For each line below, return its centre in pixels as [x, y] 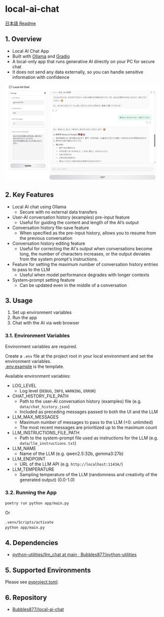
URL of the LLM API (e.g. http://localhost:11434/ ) [71, 464]
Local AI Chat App [30, 51]
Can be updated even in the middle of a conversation [73, 285]
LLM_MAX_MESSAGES [35, 417]
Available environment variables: [38, 376]
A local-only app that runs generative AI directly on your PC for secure [83, 61]
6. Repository [26, 598]
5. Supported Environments [48, 570]
